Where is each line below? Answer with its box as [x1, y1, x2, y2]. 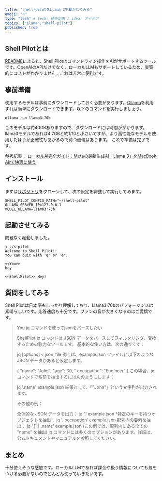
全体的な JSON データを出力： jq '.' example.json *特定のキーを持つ [16, 411, 151, 417]
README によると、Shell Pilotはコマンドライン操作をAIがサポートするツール [5, 58, 156, 64]
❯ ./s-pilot [5, 245, 29, 249]
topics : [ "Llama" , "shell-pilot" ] [5, 20, 73, 26]
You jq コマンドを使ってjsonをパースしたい [16, 325, 103, 331]
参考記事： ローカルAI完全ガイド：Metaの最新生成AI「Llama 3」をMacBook [5, 153, 157, 159]
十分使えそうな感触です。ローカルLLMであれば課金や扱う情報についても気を [5, 464, 157, 470]
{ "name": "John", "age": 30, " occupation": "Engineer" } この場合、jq [16, 368, 155, 374]
